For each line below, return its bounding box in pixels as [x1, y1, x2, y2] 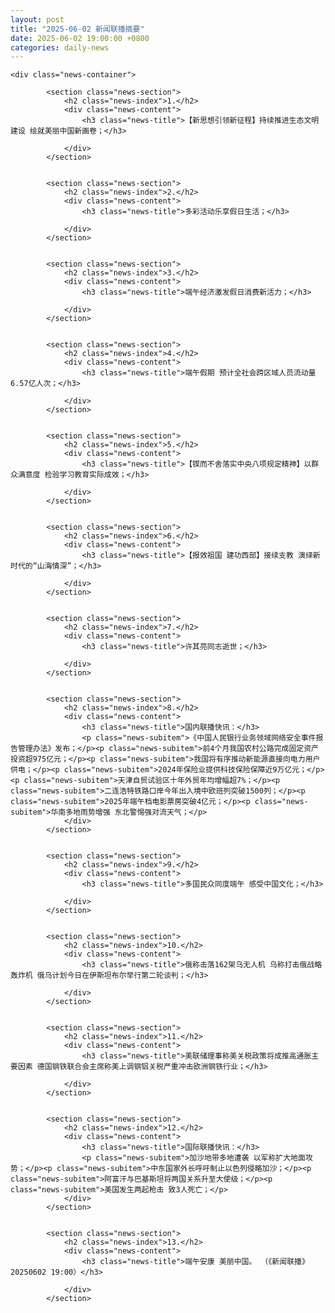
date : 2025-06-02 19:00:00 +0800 [10, 33, 150, 43]
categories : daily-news [10, 42, 110, 53]
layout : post [10, 14, 65, 25]
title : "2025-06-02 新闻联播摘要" [10, 24, 145, 34]
